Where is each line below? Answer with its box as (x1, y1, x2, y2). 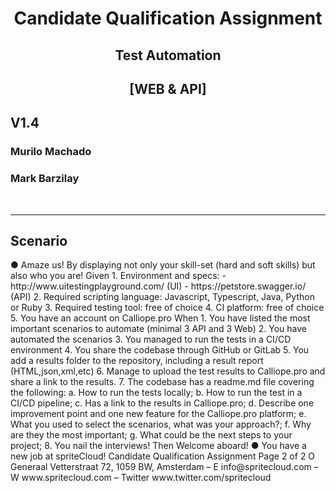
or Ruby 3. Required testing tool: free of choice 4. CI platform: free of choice (10, 302, 325, 314)
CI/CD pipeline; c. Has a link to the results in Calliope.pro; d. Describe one (10, 397, 315, 409)
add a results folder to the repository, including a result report (10, 355, 264, 367)
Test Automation (114, 47, 222, 64)
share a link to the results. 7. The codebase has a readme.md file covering (10, 376, 315, 388)
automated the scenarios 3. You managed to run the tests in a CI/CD (10, 333, 292, 346)
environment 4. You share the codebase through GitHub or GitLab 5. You (10, 344, 310, 356)
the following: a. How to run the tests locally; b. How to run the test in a (10, 387, 303, 399)
